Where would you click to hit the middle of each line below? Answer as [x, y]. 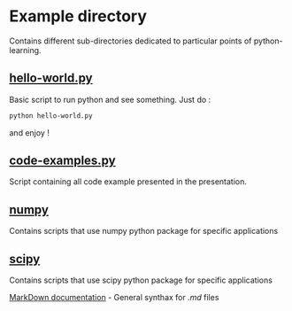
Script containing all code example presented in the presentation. [128, 182]
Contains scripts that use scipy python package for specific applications [141, 280]
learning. [25, 50]
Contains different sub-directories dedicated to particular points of [131, 41]
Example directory [78, 16]
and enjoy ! [30, 132]
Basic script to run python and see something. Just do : [110, 99]
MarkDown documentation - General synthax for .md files [114, 298]
